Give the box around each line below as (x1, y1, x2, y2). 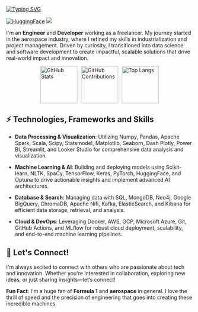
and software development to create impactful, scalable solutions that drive (6, 48, 191, 55)
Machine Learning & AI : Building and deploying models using (14, 163, 165, 171)
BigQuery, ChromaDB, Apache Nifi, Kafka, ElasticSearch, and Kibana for (14, 200, 191, 207)
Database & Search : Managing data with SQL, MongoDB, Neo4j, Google (14, 194, 191, 201)
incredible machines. (6, 300, 58, 307)
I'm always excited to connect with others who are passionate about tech (6, 263, 185, 271)
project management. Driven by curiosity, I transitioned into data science (6, 42, 184, 49)
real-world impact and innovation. (6, 54, 89, 62)
